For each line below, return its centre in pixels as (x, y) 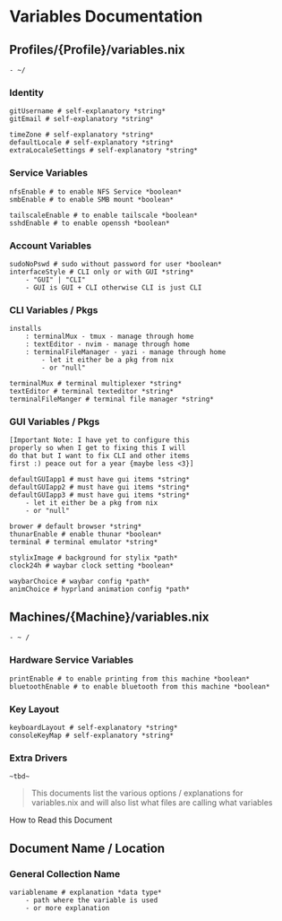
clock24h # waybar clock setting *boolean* (92, 566)
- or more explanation (68, 908)
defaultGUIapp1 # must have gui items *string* (100, 480)
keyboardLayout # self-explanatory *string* (94, 727)
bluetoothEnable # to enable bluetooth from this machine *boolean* (140, 686)
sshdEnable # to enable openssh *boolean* (90, 223)
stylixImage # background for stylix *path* (94, 558)
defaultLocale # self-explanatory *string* (92, 143)
